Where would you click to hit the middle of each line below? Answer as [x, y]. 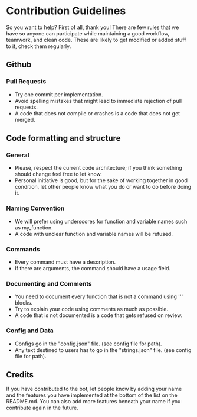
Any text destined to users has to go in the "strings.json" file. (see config [103, 350]
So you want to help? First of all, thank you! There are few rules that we [93, 27]
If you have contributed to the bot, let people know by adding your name [94, 389]
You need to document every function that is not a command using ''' [99, 296]
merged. [25, 119]
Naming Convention [35, 208]
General [18, 155]
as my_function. [34, 227]
